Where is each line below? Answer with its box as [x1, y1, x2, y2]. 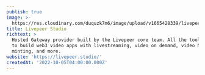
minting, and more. [12, 48, 62, 54]
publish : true [6, 8, 43, 15]
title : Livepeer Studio [6, 25, 67, 32]
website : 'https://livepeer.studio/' [6, 54, 103, 60]
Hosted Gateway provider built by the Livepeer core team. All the [12, 37, 187, 43]
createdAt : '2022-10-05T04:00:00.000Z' [6, 59, 108, 65]
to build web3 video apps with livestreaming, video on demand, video [12, 43, 195, 49]
